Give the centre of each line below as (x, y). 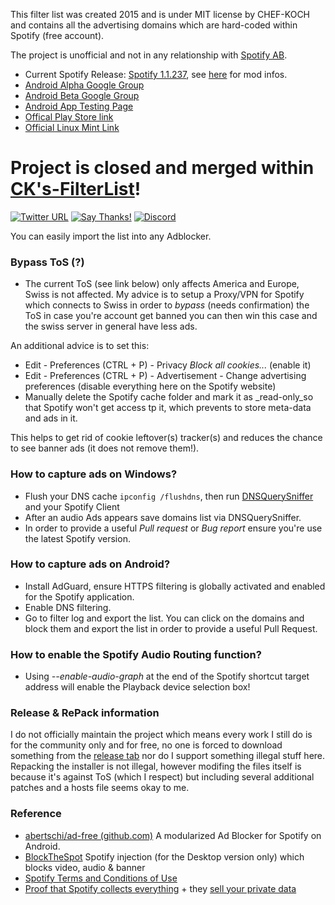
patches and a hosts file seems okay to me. (100, 788)
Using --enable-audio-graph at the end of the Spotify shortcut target (167, 676)
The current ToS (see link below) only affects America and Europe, (162, 284)
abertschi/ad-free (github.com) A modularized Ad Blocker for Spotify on (173, 835)
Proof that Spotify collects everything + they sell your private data (160, 888)
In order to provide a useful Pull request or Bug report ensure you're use (173, 528)
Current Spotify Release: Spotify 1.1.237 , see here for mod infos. (156, 74)
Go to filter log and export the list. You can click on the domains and (164, 618)
